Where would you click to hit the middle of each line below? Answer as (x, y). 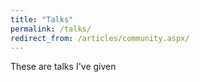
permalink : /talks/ (51, 29)
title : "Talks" (42, 19)
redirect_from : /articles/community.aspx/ (100, 38)
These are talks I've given (63, 67)
